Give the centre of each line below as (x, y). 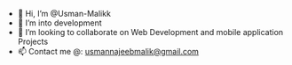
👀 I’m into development (59, 23)
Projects (33, 41)
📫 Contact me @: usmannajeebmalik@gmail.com (108, 51)
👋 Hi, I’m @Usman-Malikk (64, 14)
